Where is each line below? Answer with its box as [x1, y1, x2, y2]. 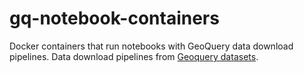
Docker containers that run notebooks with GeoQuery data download [9, 40, 294, 52]
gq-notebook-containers [9, 7, 220, 30]
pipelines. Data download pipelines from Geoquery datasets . [9, 50, 259, 62]
